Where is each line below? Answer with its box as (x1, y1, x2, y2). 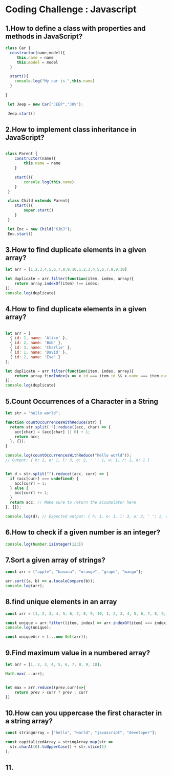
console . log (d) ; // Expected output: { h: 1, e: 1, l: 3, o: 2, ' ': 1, (5, 513, 164, 519)
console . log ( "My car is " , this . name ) (14, 78, 95, 84)
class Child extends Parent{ (7, 198, 70, 203)
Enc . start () (7, 231, 33, 236)
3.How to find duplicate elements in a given (5, 245, 147, 254)
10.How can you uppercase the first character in (5, 708, 162, 717)
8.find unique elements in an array (5, 597, 117, 606)
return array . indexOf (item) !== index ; (14, 281, 100, 286)
